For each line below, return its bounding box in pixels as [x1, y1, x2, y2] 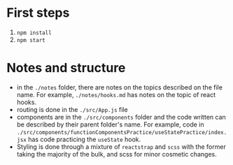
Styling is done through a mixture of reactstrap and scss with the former [16, 142, 227, 151]
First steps [6, 5, 70, 21]
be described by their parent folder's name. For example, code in [16, 120, 204, 129]
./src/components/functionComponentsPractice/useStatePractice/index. [16, 129, 227, 136]
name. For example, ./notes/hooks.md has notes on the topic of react [16, 90, 216, 99]
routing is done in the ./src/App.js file [16, 105, 128, 113]
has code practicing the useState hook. [28, 135, 141, 143]
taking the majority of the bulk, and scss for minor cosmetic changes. [16, 150, 218, 158]
